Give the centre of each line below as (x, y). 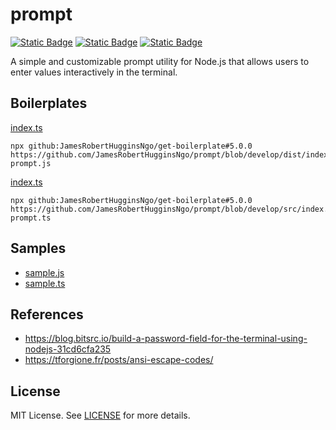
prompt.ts (31, 218)
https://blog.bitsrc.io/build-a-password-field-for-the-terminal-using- (166, 339)
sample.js (44, 272)
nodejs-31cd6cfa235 (68, 349)
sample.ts (45, 283)
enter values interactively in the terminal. (94, 72)
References (47, 314)
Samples (38, 248)
